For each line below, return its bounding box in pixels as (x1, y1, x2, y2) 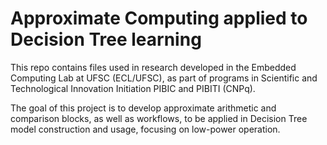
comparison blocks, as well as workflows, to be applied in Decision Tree (10, 112, 308, 124)
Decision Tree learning (10, 28, 202, 51)
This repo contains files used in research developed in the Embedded (10, 61, 297, 73)
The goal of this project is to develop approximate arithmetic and (10, 102, 277, 114)
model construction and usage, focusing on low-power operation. (10, 123, 281, 135)
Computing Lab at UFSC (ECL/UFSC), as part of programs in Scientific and (10, 72, 318, 84)
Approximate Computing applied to (10, 7, 308, 30)
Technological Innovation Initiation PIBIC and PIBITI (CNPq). (10, 82, 256, 94)
